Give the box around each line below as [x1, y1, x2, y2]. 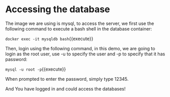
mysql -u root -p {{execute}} [5, 66, 66, 72]
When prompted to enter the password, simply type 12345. [5, 76, 129, 82]
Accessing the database [5, 4, 110, 15]
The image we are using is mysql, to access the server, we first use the [5, 20, 154, 26]
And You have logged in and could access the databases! [5, 85, 126, 92]
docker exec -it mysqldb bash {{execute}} [5, 36, 94, 42]
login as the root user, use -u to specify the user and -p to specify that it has [5, 51, 165, 57]
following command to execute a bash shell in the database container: [5, 25, 152, 31]
